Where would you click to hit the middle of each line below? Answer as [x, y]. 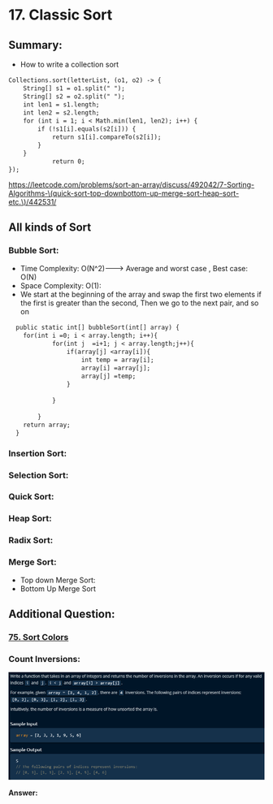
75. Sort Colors [39, 637]
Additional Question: [62, 614]
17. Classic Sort [61, 15]
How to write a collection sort [69, 64]
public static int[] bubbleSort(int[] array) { [98, 327]
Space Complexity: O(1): [61, 285]
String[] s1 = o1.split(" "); [74, 89]
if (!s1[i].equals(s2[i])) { [87, 129]
